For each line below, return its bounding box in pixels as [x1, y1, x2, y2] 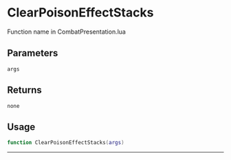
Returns [7, 84, 43, 96]
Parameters [7, 47, 58, 59]
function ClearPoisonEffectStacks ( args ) [7, 139, 125, 146]
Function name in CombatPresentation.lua [7, 27, 126, 36]
